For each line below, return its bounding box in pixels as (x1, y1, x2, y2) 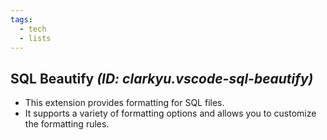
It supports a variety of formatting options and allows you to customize (24, 107, 317, 120)
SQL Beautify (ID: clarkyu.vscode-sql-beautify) (10, 70, 314, 87)
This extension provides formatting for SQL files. (24, 97, 225, 109)
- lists (19, 33, 52, 43)
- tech (19, 24, 47, 34)
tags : (10, 14, 33, 25)
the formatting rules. (24, 118, 110, 130)
